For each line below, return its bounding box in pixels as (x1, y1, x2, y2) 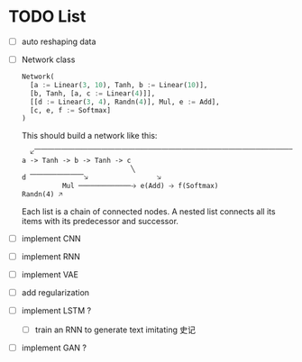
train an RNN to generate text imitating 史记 (34, 324, 196, 335)
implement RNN (21, 250, 80, 262)
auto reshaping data (21, 36, 96, 47)
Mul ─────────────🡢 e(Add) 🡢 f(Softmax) (61, 181, 219, 190)
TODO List (8, 6, 87, 27)
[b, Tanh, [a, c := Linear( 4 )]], (30, 88, 156, 98)
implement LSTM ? (21, 304, 92, 316)
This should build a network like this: (21, 131, 158, 141)
